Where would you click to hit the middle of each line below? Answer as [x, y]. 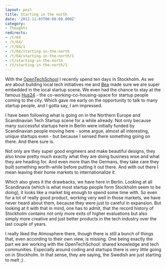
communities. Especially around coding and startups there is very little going [83, 250]
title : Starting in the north [36, 14]
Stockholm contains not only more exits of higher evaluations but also [76, 213]
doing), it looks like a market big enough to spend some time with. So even [81, 193]
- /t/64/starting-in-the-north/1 [40, 56]
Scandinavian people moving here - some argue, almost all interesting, [77, 131]
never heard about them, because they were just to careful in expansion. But [83, 203]
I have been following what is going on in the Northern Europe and [73, 115]
